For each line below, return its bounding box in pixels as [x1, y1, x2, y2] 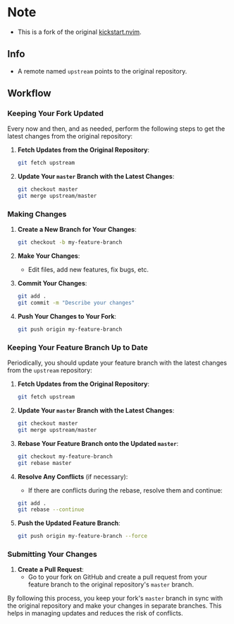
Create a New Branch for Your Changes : [17, 225, 137, 234]
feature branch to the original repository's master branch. [27, 580, 194, 589]
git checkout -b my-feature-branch [17, 239, 123, 246]
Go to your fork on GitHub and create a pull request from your [27, 573, 208, 582]
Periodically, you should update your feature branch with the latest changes [7, 358, 228, 367]
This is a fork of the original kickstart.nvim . [17, 28, 142, 36]
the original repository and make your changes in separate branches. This [7, 601, 222, 610]
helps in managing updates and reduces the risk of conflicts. [7, 609, 183, 618]
